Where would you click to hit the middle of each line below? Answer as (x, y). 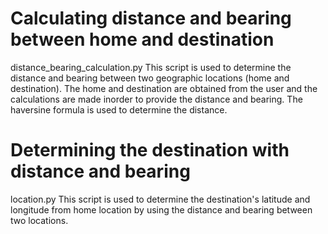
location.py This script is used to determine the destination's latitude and (160, 199)
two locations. (39, 220)
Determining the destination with (150, 150)
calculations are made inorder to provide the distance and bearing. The (156, 99)
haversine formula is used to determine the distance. (119, 109)
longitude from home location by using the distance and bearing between (161, 209)
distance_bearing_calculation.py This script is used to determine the (151, 67)
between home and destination (142, 39)
